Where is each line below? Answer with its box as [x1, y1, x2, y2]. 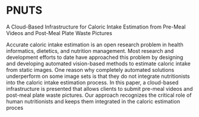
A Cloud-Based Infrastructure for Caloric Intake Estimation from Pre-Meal [6, 23, 186, 30]
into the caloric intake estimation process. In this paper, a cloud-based [6, 78, 179, 86]
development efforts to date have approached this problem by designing [6, 53, 184, 61]
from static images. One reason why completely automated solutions [6, 66, 175, 73]
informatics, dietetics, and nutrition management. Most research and [6, 47, 174, 54]
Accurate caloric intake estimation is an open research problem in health [6, 41, 184, 48]
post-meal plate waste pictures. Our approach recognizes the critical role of [6, 91, 192, 99]
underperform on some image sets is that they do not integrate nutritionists [6, 72, 190, 80]
